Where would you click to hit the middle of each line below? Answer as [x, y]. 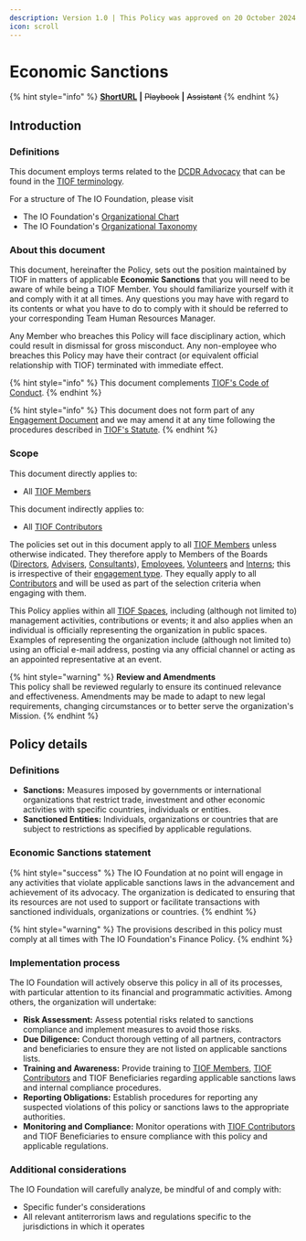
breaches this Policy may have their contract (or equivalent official [134, 355]
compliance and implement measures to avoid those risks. [132, 1029]
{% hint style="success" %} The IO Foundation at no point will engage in [146, 873]
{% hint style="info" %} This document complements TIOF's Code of [139, 383]
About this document [58, 250]
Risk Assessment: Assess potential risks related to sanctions [138, 1019]
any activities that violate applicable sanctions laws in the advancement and [152, 882]
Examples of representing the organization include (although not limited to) [150, 640]
